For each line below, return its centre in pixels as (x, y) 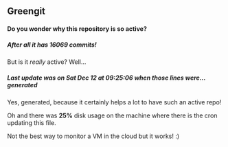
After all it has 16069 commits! (52, 45)
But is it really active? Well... (47, 62)
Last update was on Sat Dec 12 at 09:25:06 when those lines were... (106, 78)
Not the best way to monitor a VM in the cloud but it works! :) (93, 136)
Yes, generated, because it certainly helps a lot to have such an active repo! (114, 102)
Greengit (26, 11)
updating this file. (32, 122)
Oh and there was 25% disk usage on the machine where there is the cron (112, 115)
